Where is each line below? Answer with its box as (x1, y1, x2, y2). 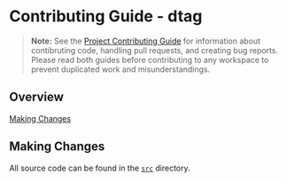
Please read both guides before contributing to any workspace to (30, 54, 269, 65)
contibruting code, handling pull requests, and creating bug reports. (30, 44, 279, 55)
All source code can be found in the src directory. (9, 162, 190, 173)
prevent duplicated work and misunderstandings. (30, 64, 211, 75)
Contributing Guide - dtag (9, 6, 203, 27)
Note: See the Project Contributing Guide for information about (30, 36, 261, 46)
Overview (9, 90, 65, 105)
